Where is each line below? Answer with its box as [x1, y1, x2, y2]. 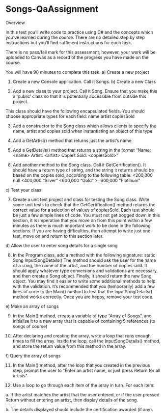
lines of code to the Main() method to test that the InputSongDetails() [12, 288, 153, 294]
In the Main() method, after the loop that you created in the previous [12, 362, 150, 368]
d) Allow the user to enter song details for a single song [5, 242, 118, 249]
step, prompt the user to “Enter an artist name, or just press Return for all [12, 367, 161, 373]
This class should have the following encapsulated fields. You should [5, 108, 145, 114]
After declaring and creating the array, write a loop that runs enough [12, 333, 151, 338]
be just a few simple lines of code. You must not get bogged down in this [12, 212, 160, 218]
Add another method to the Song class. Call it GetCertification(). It [12, 162, 146, 167]
